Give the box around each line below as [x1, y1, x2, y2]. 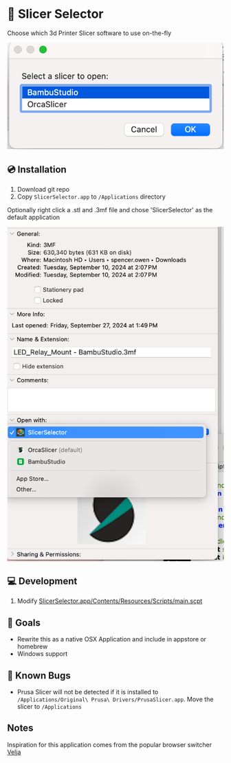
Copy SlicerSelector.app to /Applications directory [16, 192, 166, 201]
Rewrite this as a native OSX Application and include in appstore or [16, 635, 207, 644]
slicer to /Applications [16, 702, 82, 710]
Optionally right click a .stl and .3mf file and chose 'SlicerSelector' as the [7, 206, 213, 214]
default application [7, 213, 60, 222]
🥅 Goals [7, 617, 41, 628]
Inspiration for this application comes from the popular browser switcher [7, 740, 212, 749]
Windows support [16, 650, 68, 658]
